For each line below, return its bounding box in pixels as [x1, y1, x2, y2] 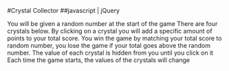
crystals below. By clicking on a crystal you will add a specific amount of [7, 27, 212, 35]
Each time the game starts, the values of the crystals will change [7, 56, 190, 64]
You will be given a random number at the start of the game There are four [7, 20, 218, 27]
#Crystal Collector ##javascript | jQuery [7, 7, 120, 14]
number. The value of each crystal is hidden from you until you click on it [7, 48, 214, 57]
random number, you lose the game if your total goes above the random [7, 42, 211, 49]
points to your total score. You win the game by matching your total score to [7, 34, 222, 42]
